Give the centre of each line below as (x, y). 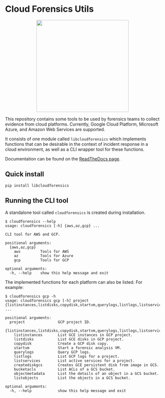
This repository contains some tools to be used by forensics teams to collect (82, 119)
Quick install (25, 174)
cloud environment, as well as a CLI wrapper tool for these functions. (75, 149)
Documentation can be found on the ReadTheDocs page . (63, 159)
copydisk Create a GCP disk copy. (61, 344)
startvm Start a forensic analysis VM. (68, 348)
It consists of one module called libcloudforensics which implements (76, 139)
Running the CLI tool (37, 200)
